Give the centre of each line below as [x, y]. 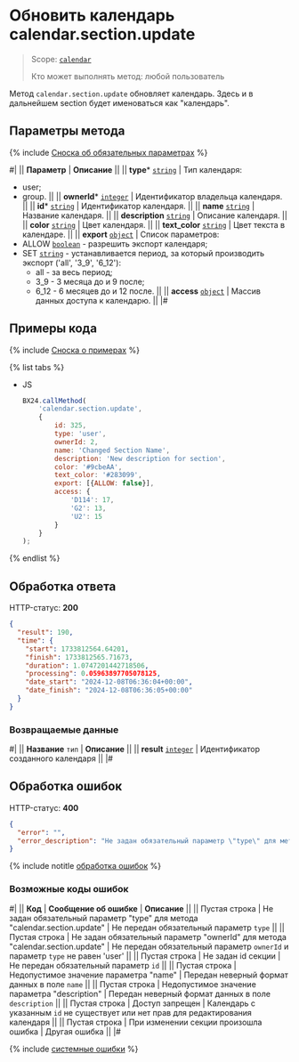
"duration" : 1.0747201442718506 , [87, 665]
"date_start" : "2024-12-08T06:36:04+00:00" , [109, 682]
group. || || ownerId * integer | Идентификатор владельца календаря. [152, 196]
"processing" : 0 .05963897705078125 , [93, 674]
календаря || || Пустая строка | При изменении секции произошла [136, 1022]
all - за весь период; [74, 272]
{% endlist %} [35, 558]
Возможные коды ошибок [69, 889]
